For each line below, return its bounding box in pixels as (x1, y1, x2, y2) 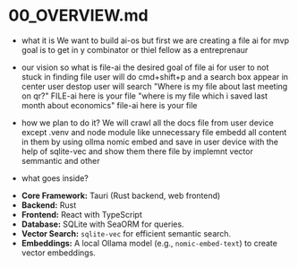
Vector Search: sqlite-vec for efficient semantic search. (21, 228, 232, 238)
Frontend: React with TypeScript (21, 209, 142, 220)
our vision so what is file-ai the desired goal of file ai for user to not (21, 62, 269, 73)
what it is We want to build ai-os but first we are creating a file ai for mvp (21, 35, 290, 46)
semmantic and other (21, 155, 100, 166)
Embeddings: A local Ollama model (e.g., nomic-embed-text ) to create (21, 237, 278, 248)
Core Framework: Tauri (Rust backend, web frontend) (21, 190, 221, 201)
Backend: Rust (21, 199, 77, 211)
